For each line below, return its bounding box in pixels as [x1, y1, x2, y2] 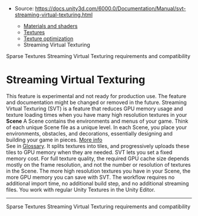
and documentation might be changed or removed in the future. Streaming [6, 99, 187, 106]
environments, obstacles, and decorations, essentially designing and [6, 130, 173, 137]
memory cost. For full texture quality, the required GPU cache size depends [6, 155, 190, 162]
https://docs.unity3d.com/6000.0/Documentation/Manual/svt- [35, 5, 186, 12]
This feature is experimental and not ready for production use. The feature [6, 92, 187, 99]
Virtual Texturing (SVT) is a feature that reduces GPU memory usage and [6, 105, 183, 112]
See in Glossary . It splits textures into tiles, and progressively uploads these [6, 142, 190, 149]
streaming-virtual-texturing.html [14, 11, 93, 18]
